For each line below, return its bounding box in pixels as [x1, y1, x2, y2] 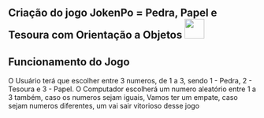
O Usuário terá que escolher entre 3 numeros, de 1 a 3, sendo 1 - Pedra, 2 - [8, 76, 252, 86]
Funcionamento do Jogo [8, 55, 130, 68]
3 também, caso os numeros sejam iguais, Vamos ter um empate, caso [8, 93, 238, 102]
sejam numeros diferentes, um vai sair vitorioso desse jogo [8, 101, 199, 111]
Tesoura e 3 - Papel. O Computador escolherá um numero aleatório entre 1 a [8, 84, 256, 94]
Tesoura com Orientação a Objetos [8, 28, 183, 42]
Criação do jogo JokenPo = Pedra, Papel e [8, 6, 218, 20]
